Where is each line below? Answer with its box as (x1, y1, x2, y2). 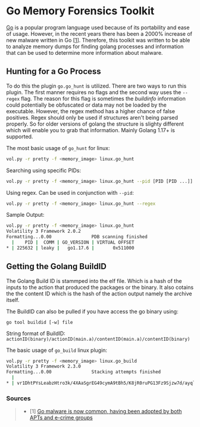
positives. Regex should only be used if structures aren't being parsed (6, 114, 179, 121)
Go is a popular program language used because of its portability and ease (6, 24, 190, 31)
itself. (6, 296, 20, 303)
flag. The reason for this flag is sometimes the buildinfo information (20, 95, 186, 102)
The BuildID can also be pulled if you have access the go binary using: (6, 308, 179, 315)
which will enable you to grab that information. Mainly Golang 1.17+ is (6, 126, 176, 133)
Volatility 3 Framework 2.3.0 (6, 363, 82, 370)
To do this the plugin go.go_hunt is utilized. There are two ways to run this (6, 82, 187, 89)
